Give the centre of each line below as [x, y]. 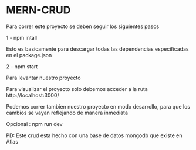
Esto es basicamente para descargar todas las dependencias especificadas [97, 49]
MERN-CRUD [38, 10]
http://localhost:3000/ [33, 95]
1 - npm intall [22, 37]
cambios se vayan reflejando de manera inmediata [67, 113]
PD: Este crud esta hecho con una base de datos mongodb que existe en [94, 135]
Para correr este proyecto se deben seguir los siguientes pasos [83, 26]
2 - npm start [22, 66]
